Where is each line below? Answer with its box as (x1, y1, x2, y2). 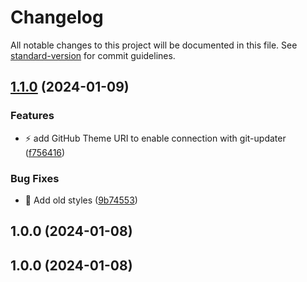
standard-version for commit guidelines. (10, 49, 176, 61)
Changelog (10, 6, 104, 29)
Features (10, 109, 55, 123)
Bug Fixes (10, 171, 60, 185)
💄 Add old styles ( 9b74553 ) (24, 194, 138, 206)
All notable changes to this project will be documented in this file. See (10, 39, 298, 51)
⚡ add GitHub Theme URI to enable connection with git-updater (24, 132, 287, 144)
